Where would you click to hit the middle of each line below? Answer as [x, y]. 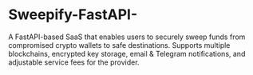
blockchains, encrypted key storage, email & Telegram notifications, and [127, 53]
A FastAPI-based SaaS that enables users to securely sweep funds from [127, 37]
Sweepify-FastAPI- [73, 15]
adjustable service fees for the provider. [74, 62]
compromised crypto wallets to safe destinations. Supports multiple [119, 45]
